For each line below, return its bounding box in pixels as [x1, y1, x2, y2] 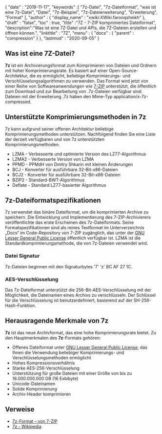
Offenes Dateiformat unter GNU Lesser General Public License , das [12, 344, 148, 350]
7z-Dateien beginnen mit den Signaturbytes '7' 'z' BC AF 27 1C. [5, 263, 133, 269]
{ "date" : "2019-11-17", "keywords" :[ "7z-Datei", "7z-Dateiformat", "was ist [5, 4, 156, 10]
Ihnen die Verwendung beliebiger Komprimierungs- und [12, 349, 124, 355]
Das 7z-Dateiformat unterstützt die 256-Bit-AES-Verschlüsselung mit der [5, 287, 152, 293]
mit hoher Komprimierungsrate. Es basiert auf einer [5, 67, 108, 73]
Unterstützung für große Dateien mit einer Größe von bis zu [12, 370, 132, 376]
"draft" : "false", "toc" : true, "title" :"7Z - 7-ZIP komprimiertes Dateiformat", [5, 20, 156, 25]
